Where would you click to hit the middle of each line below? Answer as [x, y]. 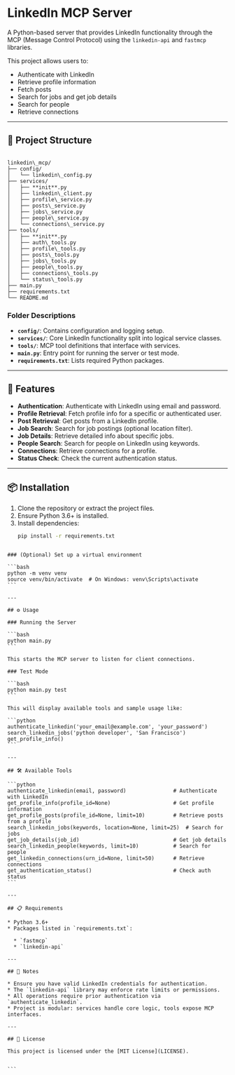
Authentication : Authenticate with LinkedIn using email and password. [119, 406]
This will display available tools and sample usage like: [95, 708]
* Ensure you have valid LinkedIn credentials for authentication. [108, 984]
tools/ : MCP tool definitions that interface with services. [99, 346]
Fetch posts [34, 89]
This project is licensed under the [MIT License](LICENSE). [98, 1051]
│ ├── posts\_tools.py [43, 255]
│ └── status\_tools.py [45, 279]
